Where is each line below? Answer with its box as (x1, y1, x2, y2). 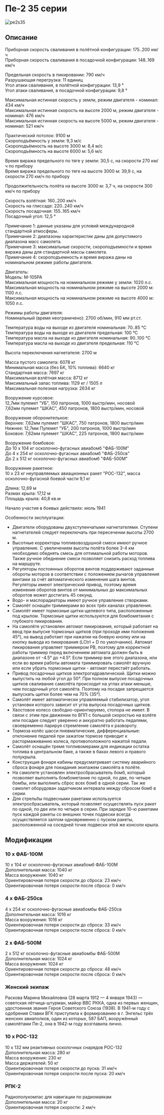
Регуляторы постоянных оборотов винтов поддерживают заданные (12, 566, 154, 572)
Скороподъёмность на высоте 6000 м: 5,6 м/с (5, 148, 103, 154)
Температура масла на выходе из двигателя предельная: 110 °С (5, 340, 140, 346)
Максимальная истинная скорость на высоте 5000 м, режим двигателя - (5, 117, 159, 123)
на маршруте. (12, 561, 42, 567)
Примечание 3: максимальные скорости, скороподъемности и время (5, 244, 152, 250)
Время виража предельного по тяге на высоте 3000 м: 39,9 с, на (5, 168, 142, 174)
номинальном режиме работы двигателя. (5, 259, 93, 265)
